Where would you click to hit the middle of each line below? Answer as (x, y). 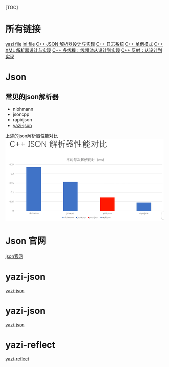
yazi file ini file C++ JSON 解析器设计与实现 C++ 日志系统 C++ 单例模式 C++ (84, 44)
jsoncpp (21, 114)
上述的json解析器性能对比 (32, 136)
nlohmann (23, 109)
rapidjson (22, 119)
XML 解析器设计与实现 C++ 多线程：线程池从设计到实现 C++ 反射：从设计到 (84, 50)
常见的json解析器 (32, 97)
